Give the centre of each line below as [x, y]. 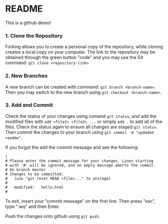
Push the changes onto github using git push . [53, 216]
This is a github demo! [28, 23]
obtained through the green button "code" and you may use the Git [74, 57]
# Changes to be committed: [35, 174]
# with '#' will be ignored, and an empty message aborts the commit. [80, 165]
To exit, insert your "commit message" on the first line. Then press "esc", [80, 201]
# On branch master [26, 170]
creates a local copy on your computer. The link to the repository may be [80, 52]
